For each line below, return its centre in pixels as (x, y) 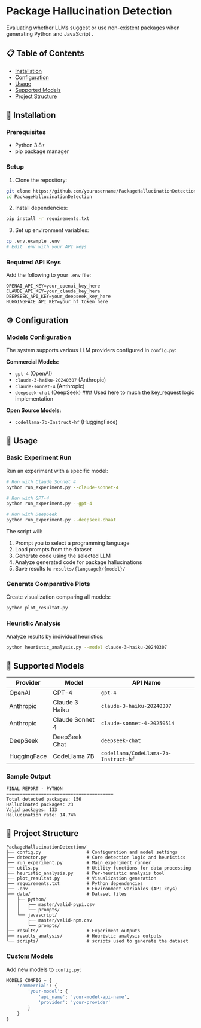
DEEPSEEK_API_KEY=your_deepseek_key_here (59, 297)
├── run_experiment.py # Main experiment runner (79, 863)
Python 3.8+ (30, 145)
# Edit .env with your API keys (46, 247)
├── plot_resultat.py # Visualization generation (81, 878)
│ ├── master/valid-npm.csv (49, 920)
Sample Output (28, 777)
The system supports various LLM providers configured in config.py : (91, 350)
